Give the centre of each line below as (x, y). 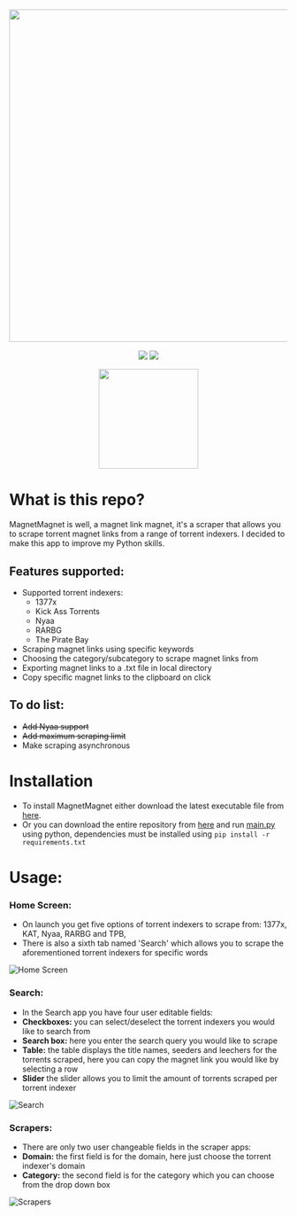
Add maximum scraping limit (74, 736)
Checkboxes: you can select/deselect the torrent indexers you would (148, 1021)
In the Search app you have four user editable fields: (118, 1012)
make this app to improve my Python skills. (87, 543)
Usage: (36, 877)
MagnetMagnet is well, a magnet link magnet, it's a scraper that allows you (145, 525)
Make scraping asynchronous (76, 745)
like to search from (56, 1031)
